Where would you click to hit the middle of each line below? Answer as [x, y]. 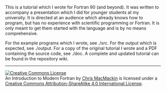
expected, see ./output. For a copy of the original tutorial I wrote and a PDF [81, 48]
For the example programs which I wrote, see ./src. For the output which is [81, 43]
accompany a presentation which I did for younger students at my [72, 12]
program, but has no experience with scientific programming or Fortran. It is [82, 23]
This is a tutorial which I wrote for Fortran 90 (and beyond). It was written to [82, 7]
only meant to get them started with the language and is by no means [76, 28]
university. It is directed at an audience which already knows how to [74, 18]
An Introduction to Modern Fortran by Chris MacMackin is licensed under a [81, 78]
